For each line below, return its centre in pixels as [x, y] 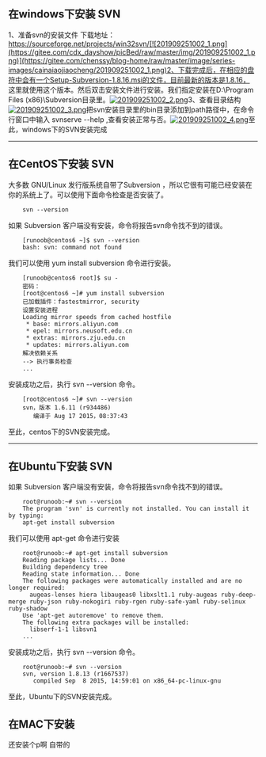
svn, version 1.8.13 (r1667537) [76, 674]
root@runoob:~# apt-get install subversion [95, 553]
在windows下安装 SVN [65, 14]
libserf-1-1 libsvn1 [63, 630]
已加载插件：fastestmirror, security [81, 302]
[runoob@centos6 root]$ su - [70, 278]
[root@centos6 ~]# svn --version [78, 399]
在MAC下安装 [42, 724]
